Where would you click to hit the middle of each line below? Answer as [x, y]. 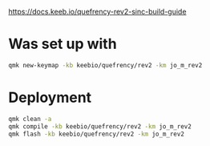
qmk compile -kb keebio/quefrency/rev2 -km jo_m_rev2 [100, 126]
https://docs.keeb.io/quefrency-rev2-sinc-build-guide [97, 12]
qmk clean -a [30, 119]
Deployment [50, 97]
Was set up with [63, 44]
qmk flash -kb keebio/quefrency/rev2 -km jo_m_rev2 [96, 134]
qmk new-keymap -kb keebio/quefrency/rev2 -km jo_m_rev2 [105, 65]
